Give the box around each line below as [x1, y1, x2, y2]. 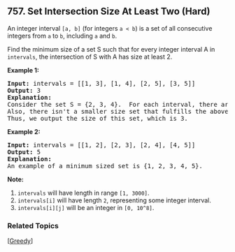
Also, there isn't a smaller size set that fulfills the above [7, 108, 229, 115]
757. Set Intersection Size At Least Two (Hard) [7, 6, 211, 17]
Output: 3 [7, 87, 41, 94]
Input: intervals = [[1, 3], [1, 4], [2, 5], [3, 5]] [7, 80, 196, 87]
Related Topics [7, 221, 59, 230]
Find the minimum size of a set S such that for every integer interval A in [7, 45, 215, 53]
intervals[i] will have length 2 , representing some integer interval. [17, 195, 211, 205]
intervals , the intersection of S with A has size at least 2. [7, 52, 173, 61]
